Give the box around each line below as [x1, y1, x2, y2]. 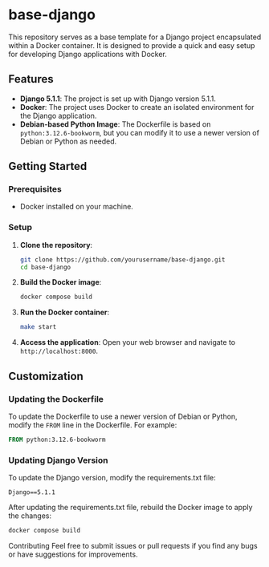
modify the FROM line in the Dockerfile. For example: [8, 419, 177, 430]
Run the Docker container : [19, 307, 110, 318]
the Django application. [19, 111, 97, 120]
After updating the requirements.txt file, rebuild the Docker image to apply [8, 503, 253, 512]
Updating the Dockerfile [8, 393, 104, 404]
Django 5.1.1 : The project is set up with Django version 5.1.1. [19, 94, 217, 103]
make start [19, 323, 57, 331]
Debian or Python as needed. [19, 136, 117, 146]
